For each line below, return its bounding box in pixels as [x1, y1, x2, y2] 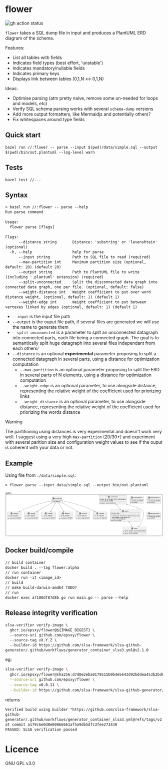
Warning [5, 419, 22, 425]
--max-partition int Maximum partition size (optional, [18, 260, 146, 265]
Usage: [5, 220, 19, 225]
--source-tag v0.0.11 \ [9, 682, 59, 687]
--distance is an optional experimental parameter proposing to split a [12, 351, 156, 357]
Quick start [5, 131, 41, 140]
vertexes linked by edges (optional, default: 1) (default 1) [5, 305, 137, 310]
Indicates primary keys [12, 70, 60, 76]
